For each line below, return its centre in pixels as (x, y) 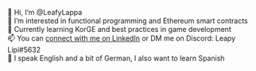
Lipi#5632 (24, 49)
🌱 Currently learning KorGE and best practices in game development (119, 29)
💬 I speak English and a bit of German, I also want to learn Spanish (116, 58)
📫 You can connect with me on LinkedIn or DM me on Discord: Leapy (122, 38)
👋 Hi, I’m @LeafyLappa (45, 12)
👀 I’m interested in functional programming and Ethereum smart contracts (128, 21)
